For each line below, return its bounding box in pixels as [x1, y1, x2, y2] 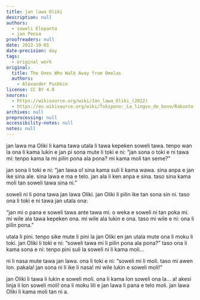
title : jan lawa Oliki [6, 8, 63, 15]
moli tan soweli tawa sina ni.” [6, 179, 78, 186]
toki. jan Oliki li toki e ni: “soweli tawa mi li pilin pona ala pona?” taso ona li [6, 240, 187, 246]
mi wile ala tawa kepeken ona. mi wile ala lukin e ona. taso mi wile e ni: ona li [6, 215, 194, 222]
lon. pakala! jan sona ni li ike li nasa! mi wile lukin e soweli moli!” [6, 264, 163, 271]
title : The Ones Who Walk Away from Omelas [11, 70, 121, 76]
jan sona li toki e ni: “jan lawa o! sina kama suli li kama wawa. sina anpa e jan [6, 166, 195, 174]
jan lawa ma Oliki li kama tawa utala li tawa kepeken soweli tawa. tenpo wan [6, 142, 192, 149]
